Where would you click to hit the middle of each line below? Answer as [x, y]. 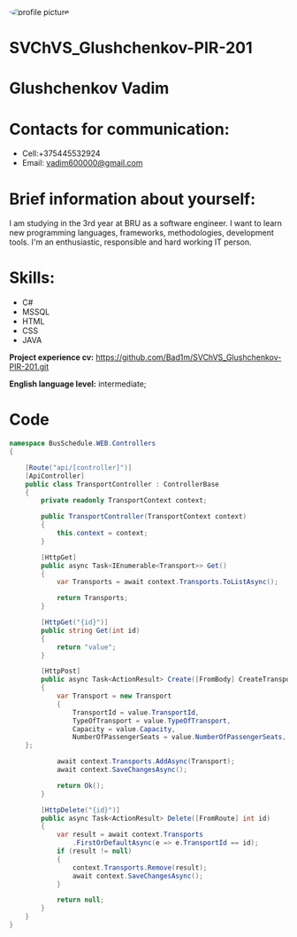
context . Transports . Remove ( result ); [140, 867]
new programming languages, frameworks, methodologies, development [141, 233]
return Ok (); [80, 785]
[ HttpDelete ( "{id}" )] [81, 810]
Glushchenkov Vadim [89, 88]
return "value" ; [86, 647]
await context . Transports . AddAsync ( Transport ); [146, 761]
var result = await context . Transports [129, 835]
